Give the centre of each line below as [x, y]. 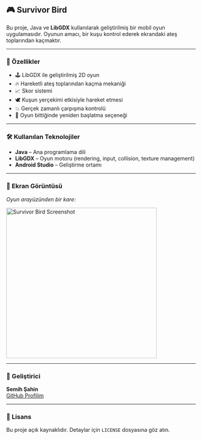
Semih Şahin [22, 389]
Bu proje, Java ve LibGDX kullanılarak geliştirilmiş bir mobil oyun [86, 27]
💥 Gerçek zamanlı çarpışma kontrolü [60, 109]
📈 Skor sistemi [34, 91]
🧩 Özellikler [23, 61]
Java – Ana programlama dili [50, 152]
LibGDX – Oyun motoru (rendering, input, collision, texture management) [105, 159]
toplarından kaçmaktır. [34, 40]
